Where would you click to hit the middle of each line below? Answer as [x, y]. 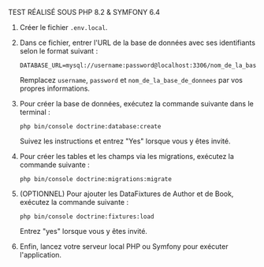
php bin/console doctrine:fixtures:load [87, 217]
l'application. [40, 255]
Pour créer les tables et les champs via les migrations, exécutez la [127, 156]
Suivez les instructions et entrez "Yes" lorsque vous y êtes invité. [125, 141]
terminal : [35, 112]
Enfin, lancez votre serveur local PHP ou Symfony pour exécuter [124, 247]
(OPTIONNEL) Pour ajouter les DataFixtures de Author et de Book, [126, 194]
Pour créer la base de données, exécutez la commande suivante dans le [136, 104]
